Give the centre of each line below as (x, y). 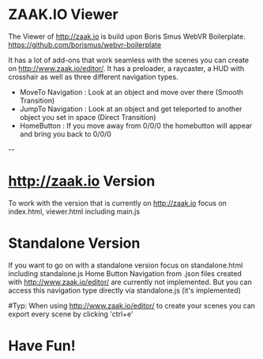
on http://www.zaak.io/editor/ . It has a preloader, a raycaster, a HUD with (126, 68)
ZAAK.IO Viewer (63, 15)
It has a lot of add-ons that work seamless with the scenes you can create (129, 60)
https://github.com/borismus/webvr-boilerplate (85, 44)
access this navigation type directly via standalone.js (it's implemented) (124, 290)
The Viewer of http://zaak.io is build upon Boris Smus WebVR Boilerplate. (127, 36)
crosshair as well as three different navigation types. (94, 77)
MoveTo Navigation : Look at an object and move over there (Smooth (131, 92)
